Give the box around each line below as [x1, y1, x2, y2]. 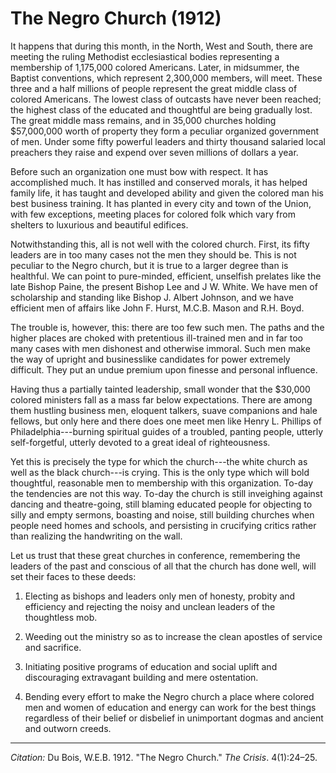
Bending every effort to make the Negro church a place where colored [24, 690, 315, 702]
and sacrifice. [24, 641, 82, 653]
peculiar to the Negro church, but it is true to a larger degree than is [10, 259, 289, 271]
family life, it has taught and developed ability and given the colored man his [10, 187, 324, 199]
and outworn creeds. [24, 722, 112, 734]
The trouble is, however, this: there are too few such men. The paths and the [10, 321, 325, 333]
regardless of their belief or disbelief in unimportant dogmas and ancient [24, 712, 324, 724]
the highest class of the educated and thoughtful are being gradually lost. [10, 103, 313, 116]
